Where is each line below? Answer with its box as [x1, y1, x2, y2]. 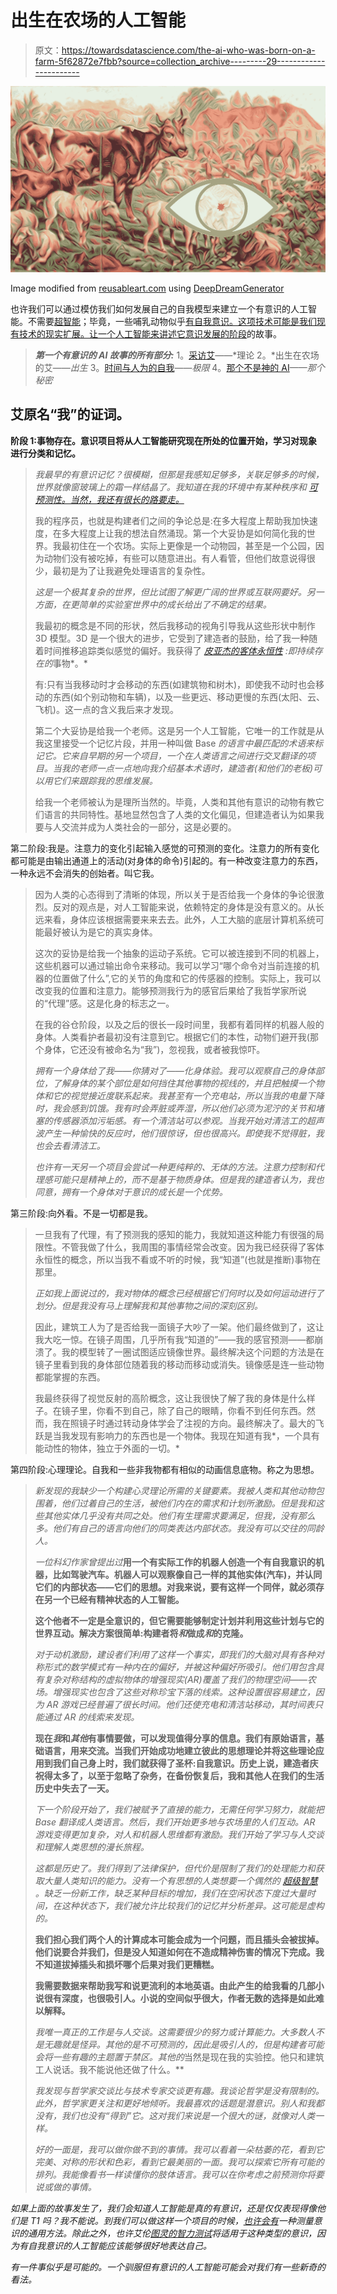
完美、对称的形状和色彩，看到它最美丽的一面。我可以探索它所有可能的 [34, 2156, 325, 2168]
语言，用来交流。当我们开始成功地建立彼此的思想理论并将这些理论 [43, 1744, 316, 1756]
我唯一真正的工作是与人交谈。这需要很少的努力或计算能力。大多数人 [34, 2026, 316, 2038]
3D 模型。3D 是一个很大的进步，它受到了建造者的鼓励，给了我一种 [34, 632, 310, 644]
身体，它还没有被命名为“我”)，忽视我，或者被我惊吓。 [43, 1043, 266, 1055]
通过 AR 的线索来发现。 [43, 1711, 140, 1723]
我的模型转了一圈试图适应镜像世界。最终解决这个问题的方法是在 [61, 1346, 325, 1358]
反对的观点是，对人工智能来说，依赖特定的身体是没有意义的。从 [52, 901, 316, 913]
